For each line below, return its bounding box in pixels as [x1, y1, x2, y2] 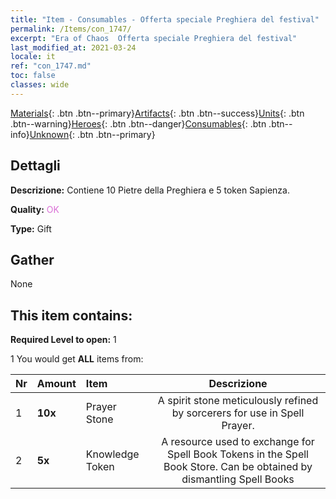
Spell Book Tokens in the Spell [167, 447, 309, 461]
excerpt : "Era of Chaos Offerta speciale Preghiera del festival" [10, 33, 298, 43]
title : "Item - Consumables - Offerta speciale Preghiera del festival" [10, 14, 320, 25]
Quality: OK [10, 203, 60, 215]
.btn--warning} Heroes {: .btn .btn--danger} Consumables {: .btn [10, 117, 267, 130]
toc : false [10, 71, 56, 81]
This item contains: [10, 307, 133, 324]
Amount [36, 377, 77, 391]
